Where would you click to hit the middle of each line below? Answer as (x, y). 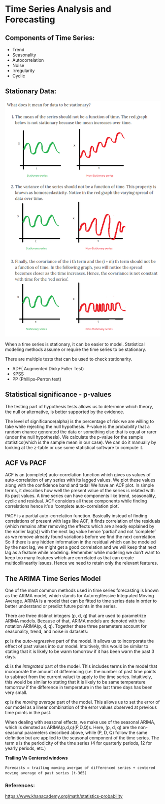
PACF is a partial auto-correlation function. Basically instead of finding (76, 516)
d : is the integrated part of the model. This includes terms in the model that (81, 666)
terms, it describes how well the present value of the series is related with (80, 491)
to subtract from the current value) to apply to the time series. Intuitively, (79, 677)
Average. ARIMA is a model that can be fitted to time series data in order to (81, 601)
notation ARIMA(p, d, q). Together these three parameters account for (76, 626)
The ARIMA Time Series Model (53, 578)
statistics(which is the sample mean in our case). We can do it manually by (81, 442)
